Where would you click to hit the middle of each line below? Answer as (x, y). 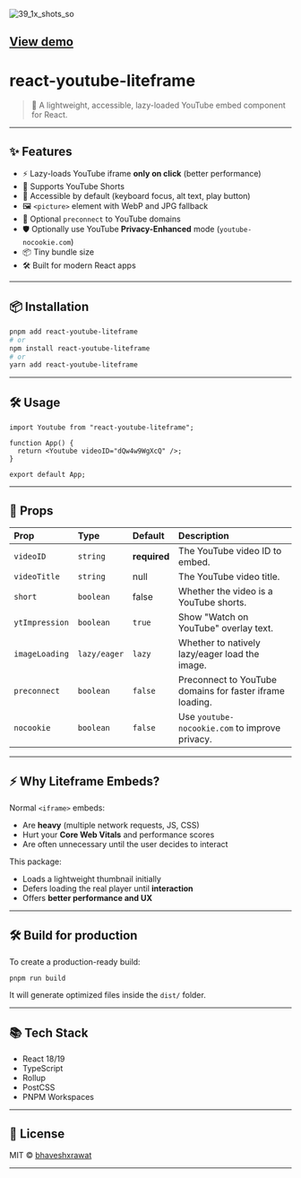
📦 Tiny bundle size (58, 252)
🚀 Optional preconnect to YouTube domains (101, 219)
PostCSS (39, 1087)
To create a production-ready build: (75, 961)
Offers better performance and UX (87, 897)
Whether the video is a (225, 591)
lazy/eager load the (219, 654)
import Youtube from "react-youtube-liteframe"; (102, 428)
